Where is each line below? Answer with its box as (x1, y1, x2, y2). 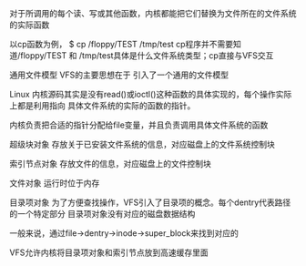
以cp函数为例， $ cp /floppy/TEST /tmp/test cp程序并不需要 (9, 39, 234, 49)
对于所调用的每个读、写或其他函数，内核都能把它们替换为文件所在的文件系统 (9, 8, 297, 18)
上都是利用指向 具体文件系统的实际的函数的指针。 (9, 100, 196, 111)
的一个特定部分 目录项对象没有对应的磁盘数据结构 (9, 209, 196, 219)
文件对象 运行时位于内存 (9, 178, 100, 189)
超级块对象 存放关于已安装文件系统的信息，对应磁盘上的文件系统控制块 (9, 139, 275, 149)
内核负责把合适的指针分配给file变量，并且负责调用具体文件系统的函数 (9, 119, 269, 130)
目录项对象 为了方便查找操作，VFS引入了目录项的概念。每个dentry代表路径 (9, 197, 291, 208)
